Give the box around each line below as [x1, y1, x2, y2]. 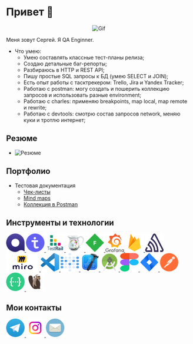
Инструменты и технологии [6, 217, 114, 227]
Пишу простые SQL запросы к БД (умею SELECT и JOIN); [23, 72, 169, 80]
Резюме [6, 134, 38, 144]
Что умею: [14, 47, 42, 55]
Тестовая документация [14, 182, 76, 189]
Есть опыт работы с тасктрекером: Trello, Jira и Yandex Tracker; [23, 79, 184, 86]
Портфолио [6, 166, 51, 176]
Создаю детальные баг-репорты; [23, 60, 108, 67]
